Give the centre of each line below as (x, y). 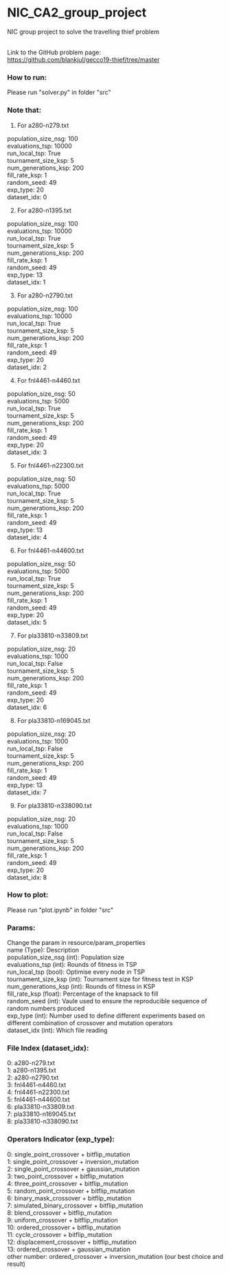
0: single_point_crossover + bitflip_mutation (69, 1154)
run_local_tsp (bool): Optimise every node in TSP (76, 972)
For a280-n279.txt (43, 125)
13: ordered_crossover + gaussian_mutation (69, 1249)
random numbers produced (46, 1009)
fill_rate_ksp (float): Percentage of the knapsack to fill (83, 994)
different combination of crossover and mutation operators (90, 1023)
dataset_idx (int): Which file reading (57, 1030)
